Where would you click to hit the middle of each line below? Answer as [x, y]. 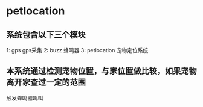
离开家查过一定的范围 [46, 82]
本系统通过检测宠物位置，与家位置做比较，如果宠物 [101, 71]
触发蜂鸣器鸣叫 [25, 98]
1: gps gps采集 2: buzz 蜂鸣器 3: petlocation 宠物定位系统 [77, 50]
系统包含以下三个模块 [46, 35]
